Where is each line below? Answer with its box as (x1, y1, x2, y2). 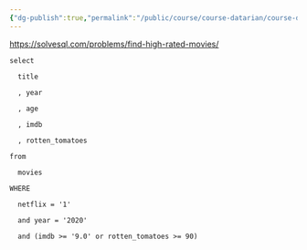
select (9, 56, 35, 65)
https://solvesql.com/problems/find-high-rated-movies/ (9, 38, 219, 49)
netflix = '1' (17, 200, 71, 209)
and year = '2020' (17, 215, 89, 224)
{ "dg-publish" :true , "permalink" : (9, 13, 137, 23)
